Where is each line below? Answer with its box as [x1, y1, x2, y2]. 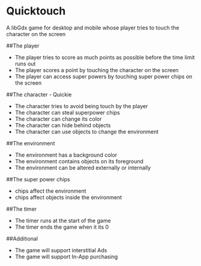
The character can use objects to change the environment [14, 128, 159, 135]
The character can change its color [14, 115, 102, 122]
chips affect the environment [14, 187, 86, 195]
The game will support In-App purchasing [14, 253, 118, 260]
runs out [14, 60, 36, 67]
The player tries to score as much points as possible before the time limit [14, 53, 195, 61]
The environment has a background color [14, 151, 118, 159]
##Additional [6, 235, 38, 242]
